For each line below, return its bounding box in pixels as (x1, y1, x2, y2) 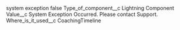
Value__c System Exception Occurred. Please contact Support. (6, 11, 158, 18)
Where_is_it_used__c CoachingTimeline (6, 17, 101, 24)
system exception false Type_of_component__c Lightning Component (6, 5, 175, 11)
